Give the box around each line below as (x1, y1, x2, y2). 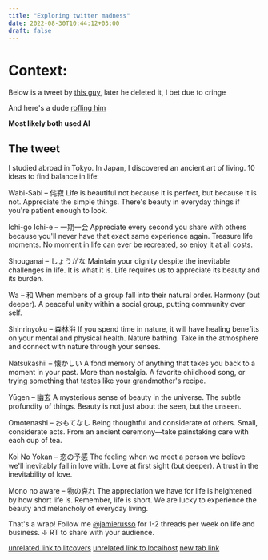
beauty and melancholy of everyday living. (8, 504, 149, 514)
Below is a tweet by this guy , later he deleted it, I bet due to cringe (8, 87, 226, 97)
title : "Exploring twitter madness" (8, 11, 130, 20)
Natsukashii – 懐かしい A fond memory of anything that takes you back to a (8, 358, 256, 369)
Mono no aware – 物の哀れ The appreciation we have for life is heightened (8, 486, 252, 496)
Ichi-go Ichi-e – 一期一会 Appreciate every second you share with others (8, 222, 246, 232)
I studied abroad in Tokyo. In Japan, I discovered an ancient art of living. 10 (8, 163, 256, 173)
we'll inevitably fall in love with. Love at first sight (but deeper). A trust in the (8, 461, 258, 471)
